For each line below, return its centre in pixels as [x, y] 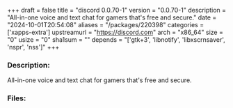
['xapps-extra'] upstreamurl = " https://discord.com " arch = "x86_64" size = [115, 32]
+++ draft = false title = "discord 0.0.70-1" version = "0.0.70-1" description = [117, 10]
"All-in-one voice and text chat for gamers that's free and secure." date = [112, 17]
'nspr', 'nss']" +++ [33, 47]
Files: [17, 98]
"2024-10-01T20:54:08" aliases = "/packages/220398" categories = [105, 25]
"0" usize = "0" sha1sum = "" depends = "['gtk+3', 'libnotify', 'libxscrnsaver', [116, 40]
